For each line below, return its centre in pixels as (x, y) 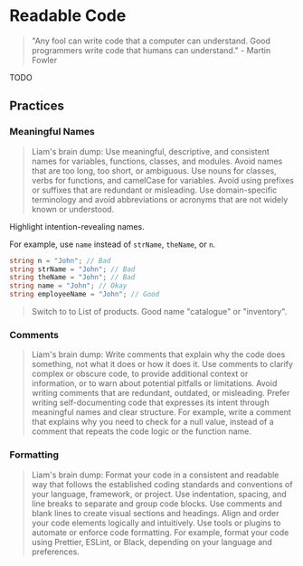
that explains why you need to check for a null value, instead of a (152, 422)
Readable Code (68, 16)
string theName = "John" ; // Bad (72, 278)
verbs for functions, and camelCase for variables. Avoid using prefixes (162, 180)
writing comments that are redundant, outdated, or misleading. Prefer (161, 393)
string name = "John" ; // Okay (68, 286)
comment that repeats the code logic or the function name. (141, 431)
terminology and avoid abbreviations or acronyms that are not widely (160, 199)
